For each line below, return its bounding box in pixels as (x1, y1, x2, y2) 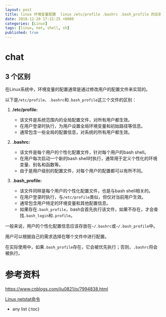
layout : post (5, 7, 32, 12)
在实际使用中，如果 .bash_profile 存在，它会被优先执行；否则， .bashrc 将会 (5, 244, 158, 250)
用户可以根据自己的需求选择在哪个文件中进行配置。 (5, 234, 109, 239)
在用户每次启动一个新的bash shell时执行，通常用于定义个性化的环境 (19, 156, 158, 161)
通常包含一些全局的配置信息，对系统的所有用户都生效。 (19, 129, 132, 135)
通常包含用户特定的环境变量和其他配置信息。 (19, 200, 111, 206)
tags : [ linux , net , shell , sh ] (5, 26, 70, 31)
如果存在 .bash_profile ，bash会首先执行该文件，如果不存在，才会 (19, 206, 154, 212)
